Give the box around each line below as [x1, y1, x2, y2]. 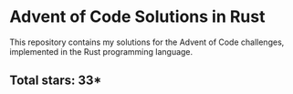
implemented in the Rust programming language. [9, 46, 194, 57]
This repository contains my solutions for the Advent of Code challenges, [9, 37, 285, 47]
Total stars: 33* [9, 73, 102, 89]
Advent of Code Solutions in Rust [9, 6, 266, 27]
